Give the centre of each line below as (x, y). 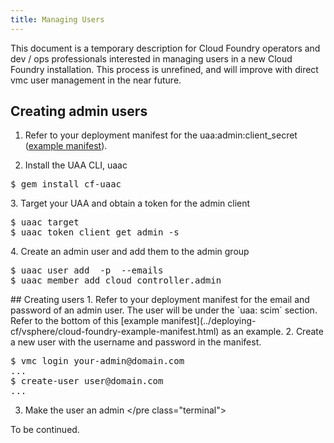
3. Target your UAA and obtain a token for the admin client (130, 203)
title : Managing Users (57, 19)
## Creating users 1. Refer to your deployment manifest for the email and (160, 300)
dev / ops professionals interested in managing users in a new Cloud (151, 58)
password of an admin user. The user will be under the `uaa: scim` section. (164, 310)
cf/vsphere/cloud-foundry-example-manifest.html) (115, 332)
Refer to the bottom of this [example (85, 321)
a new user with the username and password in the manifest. (136, 342)
